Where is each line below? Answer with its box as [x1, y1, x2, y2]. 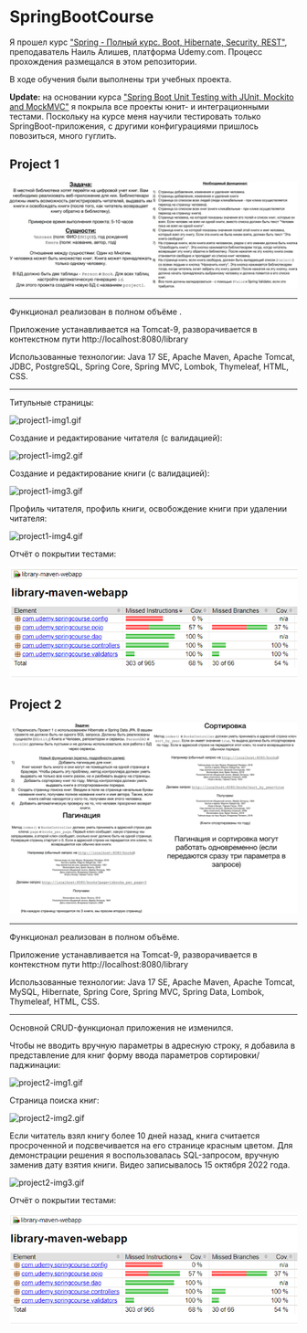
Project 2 [9, 697, 62, 713]
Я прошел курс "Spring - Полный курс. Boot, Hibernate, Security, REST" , [9, 37, 288, 48]
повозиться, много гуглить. [9, 130, 117, 141]
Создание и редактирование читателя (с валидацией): [9, 432, 223, 443]
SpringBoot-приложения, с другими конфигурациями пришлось [9, 121, 259, 132]
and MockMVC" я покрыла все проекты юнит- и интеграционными [9, 101, 270, 111]
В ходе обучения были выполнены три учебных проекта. [9, 73, 232, 84]
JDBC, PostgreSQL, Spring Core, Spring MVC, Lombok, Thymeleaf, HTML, [9, 361, 290, 372]
